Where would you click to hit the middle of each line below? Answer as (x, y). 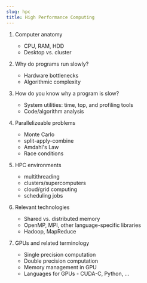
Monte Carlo (39, 134)
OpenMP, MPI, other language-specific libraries (82, 225)
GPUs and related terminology (52, 243)
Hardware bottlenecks (51, 75)
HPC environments (38, 165)
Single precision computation (60, 254)
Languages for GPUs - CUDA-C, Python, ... (76, 273)
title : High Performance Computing (50, 17)
